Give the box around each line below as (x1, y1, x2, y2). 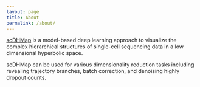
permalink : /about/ (6, 20, 56, 26)
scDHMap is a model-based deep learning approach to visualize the (6, 37, 177, 44)
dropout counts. (6, 74, 47, 82)
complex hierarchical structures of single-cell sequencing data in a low (6, 43, 184, 50)
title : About (6, 14, 40, 21)
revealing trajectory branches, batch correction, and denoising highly (6, 68, 180, 75)
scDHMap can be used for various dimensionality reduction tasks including (6, 61, 195, 68)
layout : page (6, 8, 40, 15)
